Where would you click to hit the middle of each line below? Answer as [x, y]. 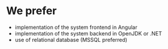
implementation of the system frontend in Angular [76, 27]
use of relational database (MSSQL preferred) [71, 40]
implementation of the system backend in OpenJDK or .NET [88, 33]
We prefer [31, 11]
